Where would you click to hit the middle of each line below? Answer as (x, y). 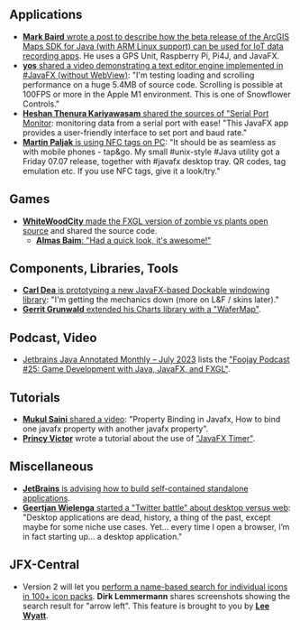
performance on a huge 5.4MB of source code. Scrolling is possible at (153, 84)
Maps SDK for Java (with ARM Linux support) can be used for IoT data (153, 46)
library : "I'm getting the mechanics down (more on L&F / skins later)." (150, 300)
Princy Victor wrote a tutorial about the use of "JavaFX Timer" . (139, 439)
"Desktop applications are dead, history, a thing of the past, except (146, 517)
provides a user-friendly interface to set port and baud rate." (135, 132)
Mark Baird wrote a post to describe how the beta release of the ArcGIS (156, 36)
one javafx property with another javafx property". (115, 429)
